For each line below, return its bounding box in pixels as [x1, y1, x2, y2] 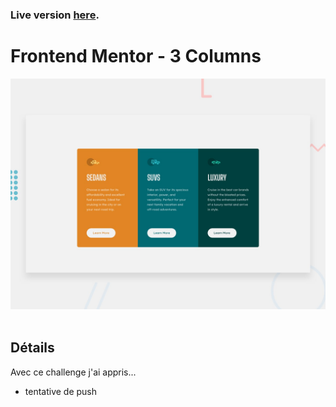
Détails [10, 339, 55, 357]
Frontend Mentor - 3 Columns [10, 45, 262, 68]
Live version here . [10, 8, 100, 22]
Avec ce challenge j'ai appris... [10, 366, 137, 378]
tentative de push [24, 385, 98, 397]
